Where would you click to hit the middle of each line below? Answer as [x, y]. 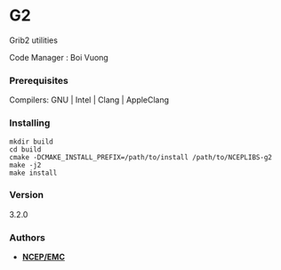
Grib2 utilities [33, 40]
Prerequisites [39, 80]
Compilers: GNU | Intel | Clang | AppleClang [89, 100]
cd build [25, 149]
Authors [28, 237]
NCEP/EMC [43, 257]
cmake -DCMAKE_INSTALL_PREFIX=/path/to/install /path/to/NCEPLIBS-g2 [141, 157]
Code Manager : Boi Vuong [59, 57]
